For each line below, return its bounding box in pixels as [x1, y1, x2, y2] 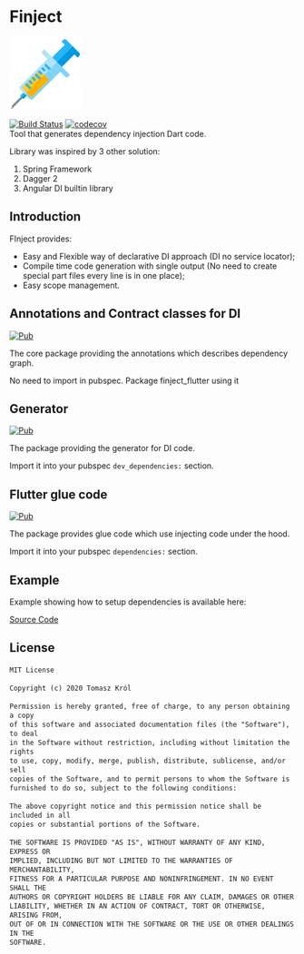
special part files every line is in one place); [22, 270, 185, 280]
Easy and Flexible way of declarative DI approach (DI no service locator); [22, 251, 296, 261]
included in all [9, 811, 71, 820]
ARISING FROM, [9, 910, 64, 920]
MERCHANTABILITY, [9, 865, 75, 874]
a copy [9, 711, 34, 720]
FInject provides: [9, 233, 73, 244]
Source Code [9, 615, 59, 625]
